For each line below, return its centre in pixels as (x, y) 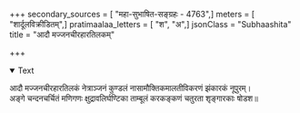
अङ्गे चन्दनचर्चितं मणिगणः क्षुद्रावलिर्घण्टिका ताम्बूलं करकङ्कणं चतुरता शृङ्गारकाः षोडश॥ (134, 98)
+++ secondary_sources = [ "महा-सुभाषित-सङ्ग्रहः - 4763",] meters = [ (132, 14)
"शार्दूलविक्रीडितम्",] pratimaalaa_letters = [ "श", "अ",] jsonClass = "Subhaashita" (150, 24)
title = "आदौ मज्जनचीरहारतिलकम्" (62, 35)
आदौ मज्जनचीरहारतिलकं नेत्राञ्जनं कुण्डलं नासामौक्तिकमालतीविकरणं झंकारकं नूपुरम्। (130, 88)
